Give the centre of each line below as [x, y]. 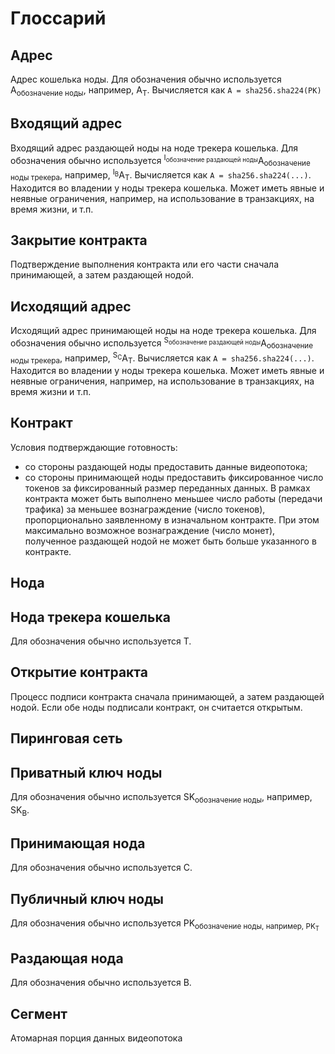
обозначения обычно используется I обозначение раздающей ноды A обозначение [160, 160]
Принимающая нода [78, 843]
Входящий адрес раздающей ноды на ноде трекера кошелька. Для [154, 148]
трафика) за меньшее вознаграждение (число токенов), [145, 509]
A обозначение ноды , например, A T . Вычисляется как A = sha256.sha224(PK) [166, 91]
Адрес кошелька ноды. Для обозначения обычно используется [146, 79]
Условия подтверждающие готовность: [94, 447]
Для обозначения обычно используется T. [101, 641]
